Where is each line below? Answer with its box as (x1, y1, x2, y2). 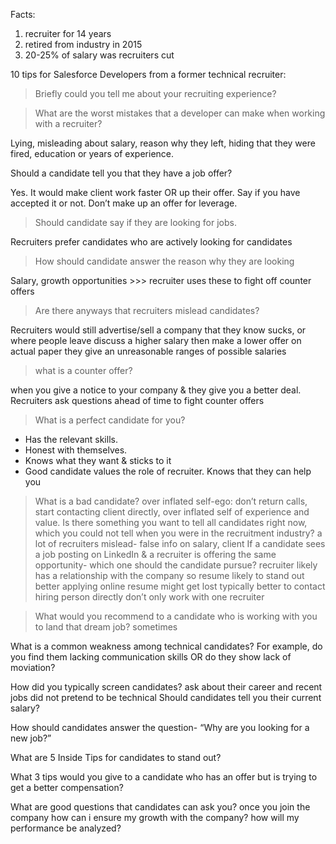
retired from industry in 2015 (24, 39, 143, 50)
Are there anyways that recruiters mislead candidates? (34, 305, 260, 316)
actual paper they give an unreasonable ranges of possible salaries (10, 345, 287, 357)
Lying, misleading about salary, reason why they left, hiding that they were (10, 137, 316, 149)
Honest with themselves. (24, 444, 128, 456)
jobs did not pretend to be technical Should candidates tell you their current (10, 692, 322, 703)
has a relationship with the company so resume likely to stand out (34, 570, 305, 581)
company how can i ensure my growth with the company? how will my (10, 812, 300, 823)
